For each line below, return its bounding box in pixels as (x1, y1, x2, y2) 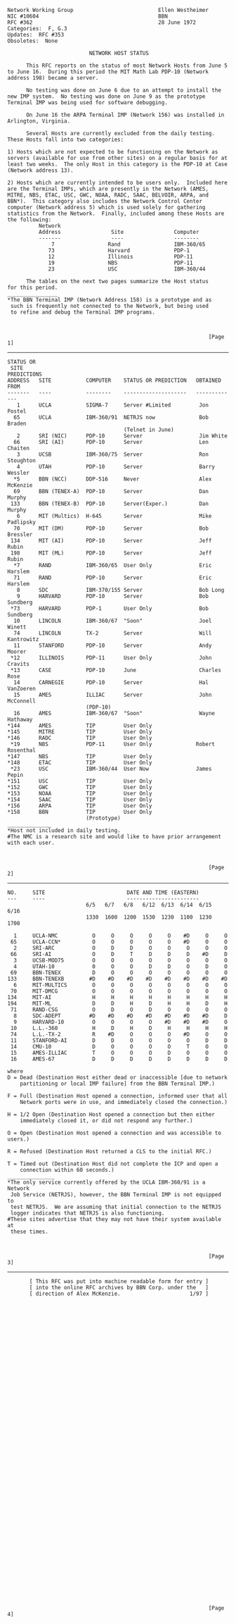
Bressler (7, 531, 33, 538)
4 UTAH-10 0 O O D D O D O (13, 963, 228, 970)
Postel (7, 408, 27, 415)
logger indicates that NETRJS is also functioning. (10, 1210, 165, 1217)
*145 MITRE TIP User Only (7, 729, 152, 736)
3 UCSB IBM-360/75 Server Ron (16, 451, 209, 458)
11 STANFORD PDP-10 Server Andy (13, 642, 212, 649)
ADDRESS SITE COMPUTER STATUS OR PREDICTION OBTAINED (7, 377, 221, 384)
